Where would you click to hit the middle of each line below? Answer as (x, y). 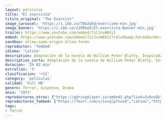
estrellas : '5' (21, 70)
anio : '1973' (19, 92)
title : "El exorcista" (28, 14)
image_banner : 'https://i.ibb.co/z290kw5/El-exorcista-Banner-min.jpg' (80, 28)
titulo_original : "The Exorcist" (40, 19)
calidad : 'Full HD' (25, 83)
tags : (11, 106)
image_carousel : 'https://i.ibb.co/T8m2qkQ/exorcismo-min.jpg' (72, 23)
